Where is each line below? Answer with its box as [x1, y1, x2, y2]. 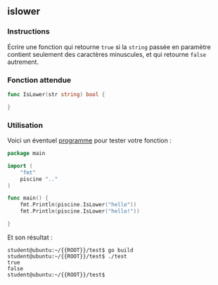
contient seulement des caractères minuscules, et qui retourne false [7, 50, 207, 58]
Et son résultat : [7, 233, 53, 241]
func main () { [7, 194, 49, 202]
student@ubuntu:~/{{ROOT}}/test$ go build [7, 246, 134, 253]
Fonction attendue [7, 75, 72, 85]
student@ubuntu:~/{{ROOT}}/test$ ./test [7, 253, 128, 260]
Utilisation [7, 120, 44, 130]
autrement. [7, 58, 39, 66]
